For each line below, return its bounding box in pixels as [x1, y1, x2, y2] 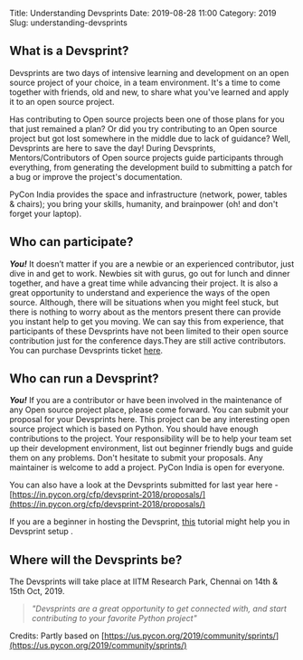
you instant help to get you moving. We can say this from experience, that [9, 316, 285, 326]
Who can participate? [9, 234, 134, 250]
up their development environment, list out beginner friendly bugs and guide [9, 443, 294, 454]
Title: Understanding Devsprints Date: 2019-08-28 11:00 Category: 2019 [9, 8, 277, 18]
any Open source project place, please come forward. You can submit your [9, 404, 289, 415]
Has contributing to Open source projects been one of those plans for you [9, 113, 285, 125]
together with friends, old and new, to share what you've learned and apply [9, 86, 289, 98]
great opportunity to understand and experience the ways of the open [9, 287, 270, 297]
